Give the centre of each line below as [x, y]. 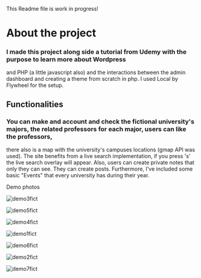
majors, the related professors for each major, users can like [96, 129]
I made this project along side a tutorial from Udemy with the [97, 52]
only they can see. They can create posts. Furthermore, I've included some [100, 169]
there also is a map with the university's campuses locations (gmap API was [101, 150]
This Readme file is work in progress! [52, 9]
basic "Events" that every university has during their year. [78, 175]
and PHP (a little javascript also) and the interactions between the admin [96, 72]
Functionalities [35, 104]
